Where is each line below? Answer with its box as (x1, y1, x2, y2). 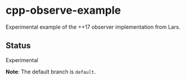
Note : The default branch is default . (5, 68, 96, 75)
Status (5, 41, 31, 51)
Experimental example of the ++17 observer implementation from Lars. (5, 23, 181, 30)
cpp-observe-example (5, 4, 121, 17)
